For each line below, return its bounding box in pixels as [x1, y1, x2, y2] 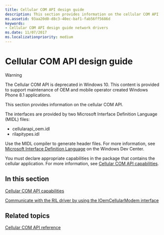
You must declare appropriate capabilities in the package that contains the [5, 155, 155, 161]
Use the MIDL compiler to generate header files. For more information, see [5, 141, 155, 147]
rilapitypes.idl [12, 131, 40, 137]
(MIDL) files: [5, 116, 30, 122]
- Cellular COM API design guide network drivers [5, 26, 109, 30]
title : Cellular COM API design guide [5, 7, 84, 12]
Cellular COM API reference [5, 225, 61, 231]
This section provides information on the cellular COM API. [5, 101, 123, 107]
